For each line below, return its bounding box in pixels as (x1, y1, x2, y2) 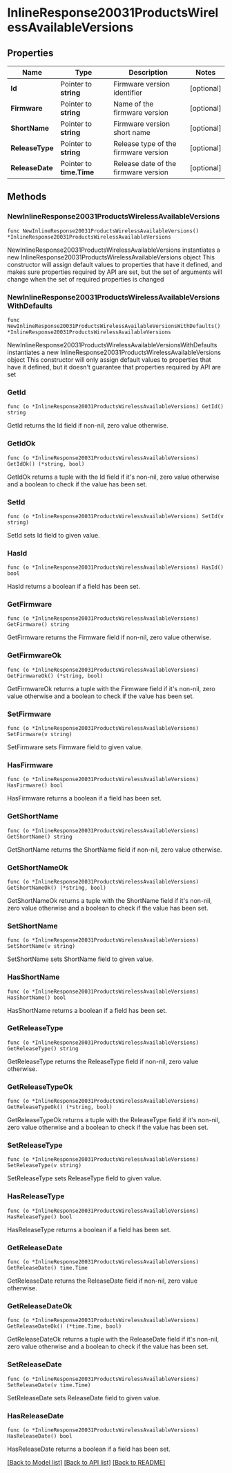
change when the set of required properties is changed (7, 275, 164, 283)
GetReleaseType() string (7, 1045, 79, 1052)
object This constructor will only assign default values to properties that (7, 355, 212, 364)
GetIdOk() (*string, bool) (7, 460, 85, 468)
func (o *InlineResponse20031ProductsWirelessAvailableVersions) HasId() (7, 564, 224, 571)
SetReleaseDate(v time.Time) (7, 1382, 91, 1389)
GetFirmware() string (7, 621, 70, 628)
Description (128, 68, 168, 77)
